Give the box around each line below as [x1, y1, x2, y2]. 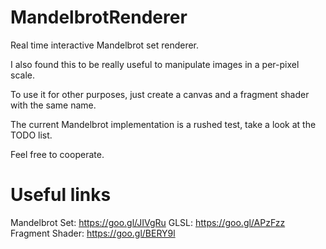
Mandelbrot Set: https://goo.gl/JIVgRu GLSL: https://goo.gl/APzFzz [10, 216, 286, 228]
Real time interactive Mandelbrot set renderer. [10, 39, 200, 51]
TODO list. [10, 129, 53, 141]
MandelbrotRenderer [10, 6, 188, 29]
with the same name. [10, 99, 97, 111]
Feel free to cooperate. [10, 148, 105, 160]
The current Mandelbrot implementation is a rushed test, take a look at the [10, 118, 317, 130]
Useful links [10, 184, 112, 206]
